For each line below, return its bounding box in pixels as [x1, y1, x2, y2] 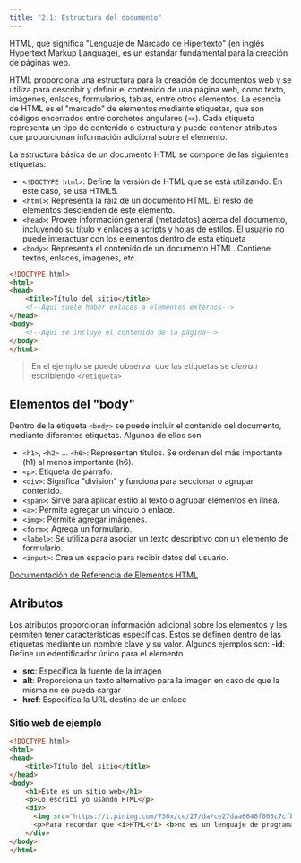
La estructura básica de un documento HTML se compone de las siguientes [9, 149, 289, 160]
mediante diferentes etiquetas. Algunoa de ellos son [9, 430, 202, 441]
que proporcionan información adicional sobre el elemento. [9, 131, 228, 142]
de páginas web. [9, 57, 71, 67]
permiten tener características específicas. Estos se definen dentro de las [9, 630, 282, 639]
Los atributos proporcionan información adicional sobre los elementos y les [9, 620, 288, 630]
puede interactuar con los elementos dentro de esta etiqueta [21, 233, 246, 243]
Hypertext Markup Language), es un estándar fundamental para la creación [9, 47, 288, 58]
